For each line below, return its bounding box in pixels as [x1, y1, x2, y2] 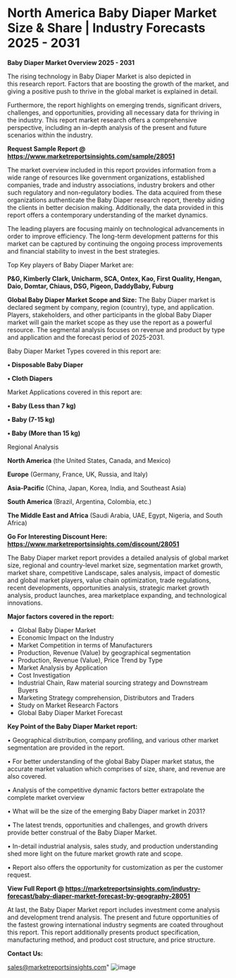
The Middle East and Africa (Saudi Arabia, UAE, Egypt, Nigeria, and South [7, 511, 223, 519]
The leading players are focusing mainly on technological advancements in [7, 224, 225, 232]
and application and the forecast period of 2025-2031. [7, 333, 165, 341]
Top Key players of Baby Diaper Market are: [7, 260, 134, 269]
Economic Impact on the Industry [17, 633, 114, 642]
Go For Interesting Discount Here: [7, 532, 108, 541]
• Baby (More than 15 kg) [7, 429, 81, 437]
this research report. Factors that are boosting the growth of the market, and [7, 79, 229, 88]
